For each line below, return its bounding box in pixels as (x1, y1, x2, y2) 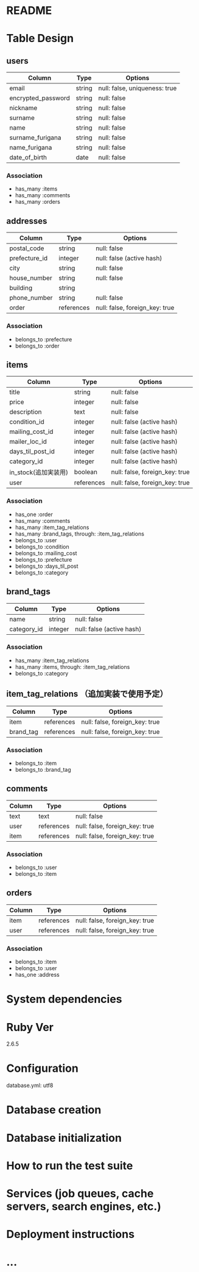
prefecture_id (9, 254, 48, 262)
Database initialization (6, 1131, 122, 1145)
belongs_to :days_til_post (15, 562, 79, 570)
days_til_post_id (9, 447, 55, 456)
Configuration (6, 1061, 79, 1075)
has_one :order (15, 511, 53, 518)
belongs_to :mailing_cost (15, 549, 77, 557)
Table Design (6, 32, 74, 46)
